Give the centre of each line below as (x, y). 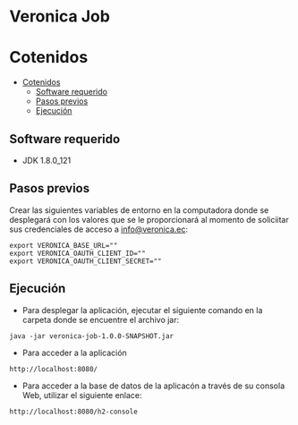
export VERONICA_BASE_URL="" (64, 245)
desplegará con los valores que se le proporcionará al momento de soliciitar (149, 219)
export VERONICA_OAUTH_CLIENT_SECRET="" (86, 261)
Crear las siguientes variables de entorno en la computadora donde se (139, 210)
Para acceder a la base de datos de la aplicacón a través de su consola (153, 386)
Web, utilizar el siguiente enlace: (82, 395)
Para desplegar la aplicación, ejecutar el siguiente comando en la (142, 310)
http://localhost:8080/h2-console (74, 412)
